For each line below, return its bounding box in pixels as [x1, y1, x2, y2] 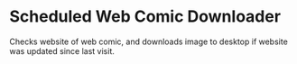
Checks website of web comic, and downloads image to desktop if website [9, 36, 289, 47]
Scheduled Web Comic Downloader [9, 6, 282, 27]
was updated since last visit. [9, 45, 116, 56]
